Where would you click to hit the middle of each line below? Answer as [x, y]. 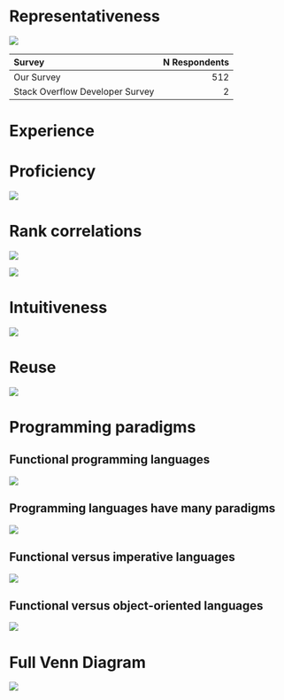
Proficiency [52, 171]
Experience [52, 131]
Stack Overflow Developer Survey [84, 91]
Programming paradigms [103, 428]
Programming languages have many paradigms [142, 508]
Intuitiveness [58, 308]
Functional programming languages [110, 459]
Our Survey [37, 77]
